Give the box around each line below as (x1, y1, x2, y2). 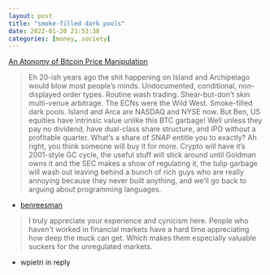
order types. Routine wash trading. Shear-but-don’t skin (63, 90, 250, 100)
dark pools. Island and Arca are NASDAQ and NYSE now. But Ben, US (28, 107, 261, 117)
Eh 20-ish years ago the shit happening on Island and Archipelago (28, 72, 250, 82)
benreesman (20, 200, 63, 210)
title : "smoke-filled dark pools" (8, 19, 126, 28)
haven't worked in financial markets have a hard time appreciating (28, 225, 250, 234)
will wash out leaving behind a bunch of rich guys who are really (28, 167, 244, 177)
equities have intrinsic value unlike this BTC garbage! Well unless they (28, 115, 263, 126)
